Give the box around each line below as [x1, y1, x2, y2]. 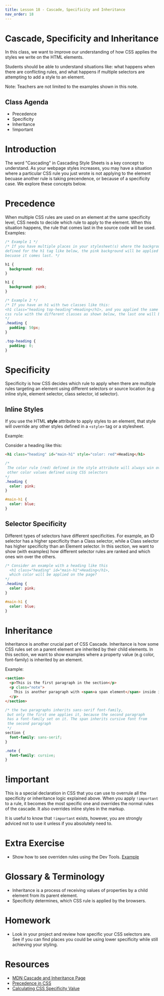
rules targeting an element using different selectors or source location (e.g [5, 386, 155, 392]
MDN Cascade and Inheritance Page [12, 975, 86, 981]
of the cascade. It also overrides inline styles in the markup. [5, 806, 125, 812]
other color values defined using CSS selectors [7, 470, 108, 475]
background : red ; [9, 266, 45, 271]
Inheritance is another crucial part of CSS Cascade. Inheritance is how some [5, 641, 159, 647]
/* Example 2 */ [5, 298, 38, 303]
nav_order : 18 [5, 12, 34, 17]
